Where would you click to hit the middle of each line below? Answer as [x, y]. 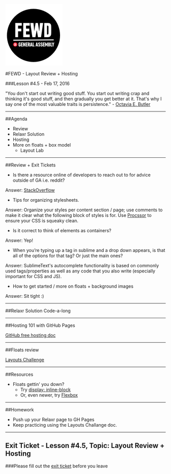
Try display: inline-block [46, 389]
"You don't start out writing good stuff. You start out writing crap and [77, 93]
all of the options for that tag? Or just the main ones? [68, 256]
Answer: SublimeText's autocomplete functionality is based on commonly [82, 266]
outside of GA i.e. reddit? [39, 180]
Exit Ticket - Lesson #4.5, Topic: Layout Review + [85, 446]
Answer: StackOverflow [30, 190]
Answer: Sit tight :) [25, 296]
